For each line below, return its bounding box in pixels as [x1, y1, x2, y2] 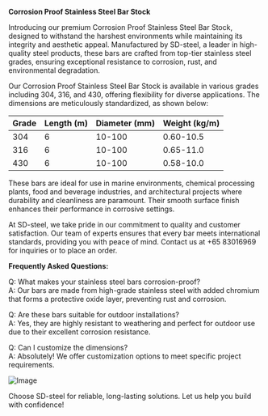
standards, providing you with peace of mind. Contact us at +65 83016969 [8, 237, 257, 246]
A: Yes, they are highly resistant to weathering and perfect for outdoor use [8, 319, 256, 328]
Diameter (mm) [95, 117, 156, 129]
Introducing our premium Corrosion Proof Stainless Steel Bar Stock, [8, 23, 232, 32]
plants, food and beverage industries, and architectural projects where [8, 187, 243, 197]
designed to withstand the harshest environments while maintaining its [8, 32, 243, 40]
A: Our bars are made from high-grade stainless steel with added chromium [8, 286, 260, 295]
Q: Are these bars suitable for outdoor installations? [8, 310, 180, 319]
